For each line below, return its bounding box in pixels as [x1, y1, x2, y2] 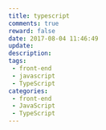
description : [8, 49, 52, 57]
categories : [8, 86, 48, 95]
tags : [8, 57, 26, 65]
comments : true [8, 19, 59, 27]
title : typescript [8, 11, 70, 20]
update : [8, 42, 35, 50]
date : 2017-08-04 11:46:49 [8, 34, 99, 43]
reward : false [8, 27, 56, 35]
